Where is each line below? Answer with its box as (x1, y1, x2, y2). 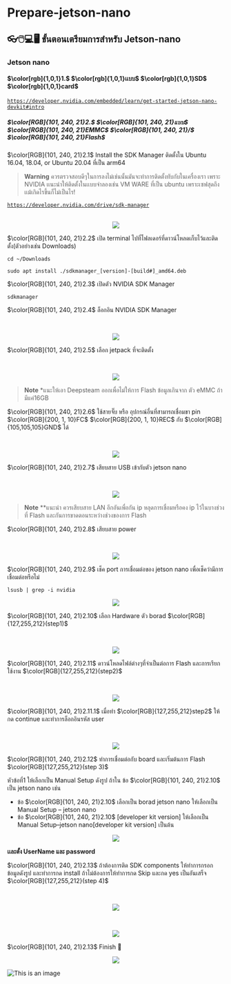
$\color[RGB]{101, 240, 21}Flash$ (7, 133, 106, 142)
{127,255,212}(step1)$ (7, 619, 68, 628)
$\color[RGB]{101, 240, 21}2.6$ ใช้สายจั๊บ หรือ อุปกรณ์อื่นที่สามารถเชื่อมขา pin (7, 407, 201, 416)
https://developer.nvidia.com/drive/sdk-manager (7, 202, 150, 209)
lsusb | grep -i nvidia (7, 586, 76, 593)
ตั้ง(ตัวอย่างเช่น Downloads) (7, 242, 77, 250)
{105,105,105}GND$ (7, 423, 62, 431)
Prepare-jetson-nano (7, 5, 131, 21)
